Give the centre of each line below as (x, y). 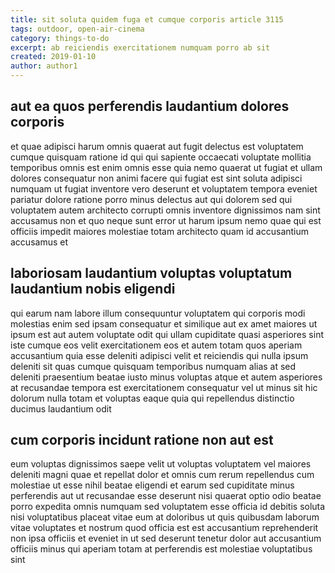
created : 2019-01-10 (53, 57)
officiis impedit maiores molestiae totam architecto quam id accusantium (160, 231)
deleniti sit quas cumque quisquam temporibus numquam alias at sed (153, 366)
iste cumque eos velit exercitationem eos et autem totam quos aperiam (156, 345)
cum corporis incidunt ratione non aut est (142, 440)
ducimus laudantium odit (61, 408)
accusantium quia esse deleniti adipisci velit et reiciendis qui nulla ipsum (159, 355)
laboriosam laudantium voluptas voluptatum (151, 273)
